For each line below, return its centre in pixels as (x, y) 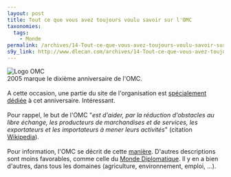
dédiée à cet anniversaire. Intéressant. (61, 100)
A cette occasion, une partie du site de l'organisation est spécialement (107, 93)
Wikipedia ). (23, 137)
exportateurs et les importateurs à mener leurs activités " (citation (100, 129)
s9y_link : (21, 52)
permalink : (23, 45)
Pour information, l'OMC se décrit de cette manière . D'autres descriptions (111, 151)
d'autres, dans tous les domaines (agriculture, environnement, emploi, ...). (112, 166)
